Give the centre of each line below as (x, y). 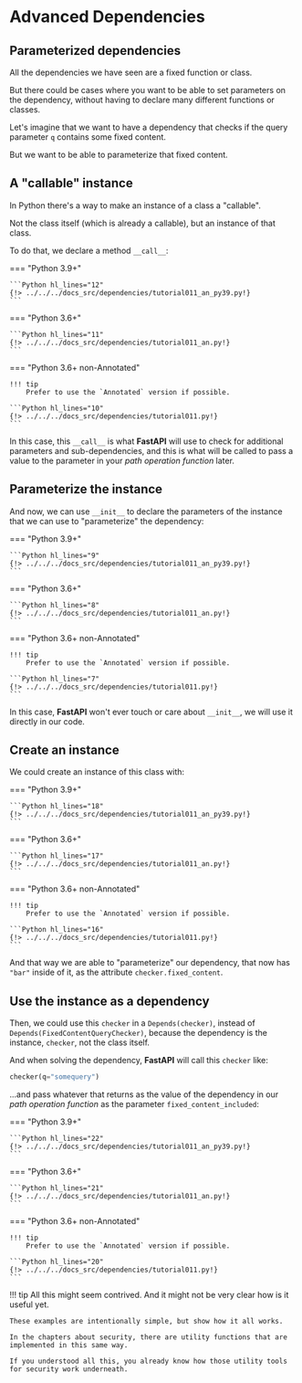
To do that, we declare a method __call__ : (89, 250)
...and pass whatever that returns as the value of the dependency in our (144, 1094)
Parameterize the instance (86, 489)
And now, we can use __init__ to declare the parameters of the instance (146, 511)
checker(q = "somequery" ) (55, 1077)
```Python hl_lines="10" (57, 408)
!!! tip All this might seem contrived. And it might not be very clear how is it (149, 1295)
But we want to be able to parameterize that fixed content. (119, 154)
